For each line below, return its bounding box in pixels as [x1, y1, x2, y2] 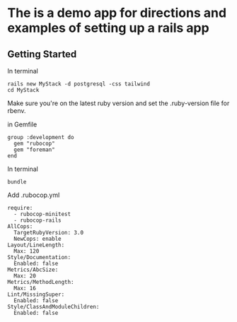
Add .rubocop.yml [7, 191, 60, 199]
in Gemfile [7, 120, 37, 129]
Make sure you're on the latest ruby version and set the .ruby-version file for [7, 99, 230, 107]
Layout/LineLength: [7, 241, 65, 249]
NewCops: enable [13, 235, 62, 242]
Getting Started [7, 48, 77, 60]
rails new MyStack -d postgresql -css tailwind [7, 80, 151, 88]
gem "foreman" [13, 146, 55, 153]
